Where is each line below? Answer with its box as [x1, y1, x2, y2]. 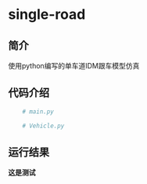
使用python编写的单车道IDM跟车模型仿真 [8, 61, 140, 70]
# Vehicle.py [22, 122, 65, 130]
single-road [8, 6, 86, 24]
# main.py [22, 108, 55, 116]
